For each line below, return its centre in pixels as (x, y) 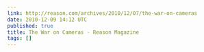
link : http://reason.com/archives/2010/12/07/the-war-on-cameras (102, 13)
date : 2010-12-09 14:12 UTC (47, 20)
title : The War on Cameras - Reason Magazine (73, 32)
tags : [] (20, 38)
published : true (30, 26)
